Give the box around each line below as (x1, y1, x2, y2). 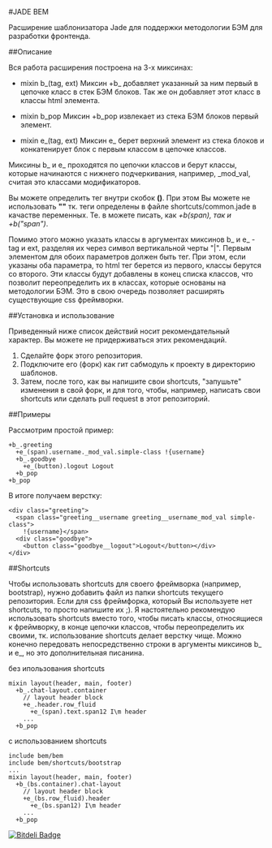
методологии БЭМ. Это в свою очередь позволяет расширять (8, 286, 225, 295)
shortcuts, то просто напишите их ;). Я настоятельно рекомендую (8, 605, 235, 614)
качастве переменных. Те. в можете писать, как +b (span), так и (8, 210, 231, 220)
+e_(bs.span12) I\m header (29, 802, 122, 810)
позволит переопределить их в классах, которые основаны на (8, 278, 227, 287)
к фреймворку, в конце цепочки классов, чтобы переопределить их (8, 622, 245, 631)
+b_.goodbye (15, 455, 57, 463)
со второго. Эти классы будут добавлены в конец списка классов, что (8, 269, 253, 278)
